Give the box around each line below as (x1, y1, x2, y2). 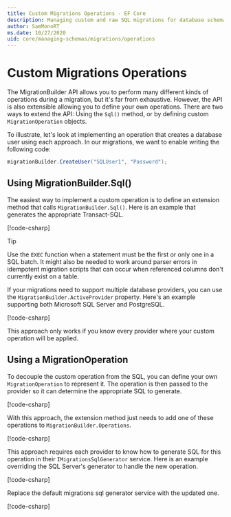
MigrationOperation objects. (7, 118, 87, 126)
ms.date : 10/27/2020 (7, 29, 67, 36)
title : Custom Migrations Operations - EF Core (7, 10, 146, 17)
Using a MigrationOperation (7, 354, 129, 366)
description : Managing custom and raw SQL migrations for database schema (7, 16, 226, 23)
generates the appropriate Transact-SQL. (7, 210, 124, 219)
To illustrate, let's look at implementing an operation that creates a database (7, 131, 222, 139)
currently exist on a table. (7, 272, 79, 280)
